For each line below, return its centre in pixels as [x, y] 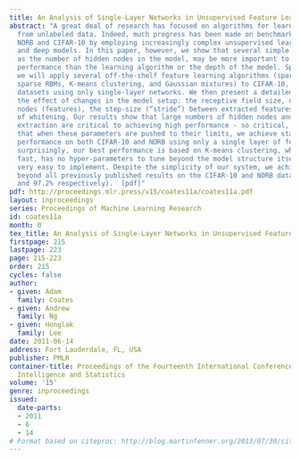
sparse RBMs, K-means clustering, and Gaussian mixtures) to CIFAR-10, [154, 84]
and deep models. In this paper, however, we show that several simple [154, 51]
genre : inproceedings [50, 391]
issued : [24, 400]
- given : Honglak [42, 325]
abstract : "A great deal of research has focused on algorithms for [139, 26]
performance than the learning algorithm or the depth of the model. [149, 68]
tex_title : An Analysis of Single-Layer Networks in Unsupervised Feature [151, 233]
